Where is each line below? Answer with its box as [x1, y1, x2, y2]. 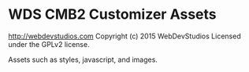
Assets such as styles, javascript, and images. [8, 55, 158, 64]
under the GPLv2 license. [8, 39, 90, 49]
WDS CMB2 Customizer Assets [8, 5, 217, 23]
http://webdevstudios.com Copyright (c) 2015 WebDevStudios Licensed [8, 31, 242, 41]
